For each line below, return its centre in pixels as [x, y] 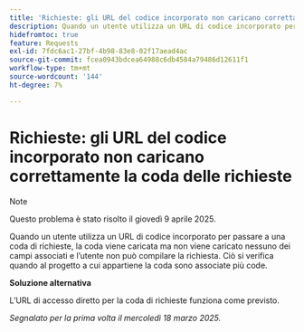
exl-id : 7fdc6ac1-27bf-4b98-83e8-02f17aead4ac [99, 52]
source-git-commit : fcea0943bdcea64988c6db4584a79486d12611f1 [129, 60]
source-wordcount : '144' [56, 77]
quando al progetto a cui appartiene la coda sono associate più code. [139, 265]
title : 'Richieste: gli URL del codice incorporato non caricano [135, 18]
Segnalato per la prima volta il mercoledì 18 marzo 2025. [115, 318]
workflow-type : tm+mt [50, 69]
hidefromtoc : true [44, 34]
